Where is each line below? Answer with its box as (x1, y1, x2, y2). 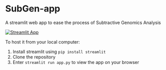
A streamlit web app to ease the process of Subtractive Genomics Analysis (5, 19, 161, 25)
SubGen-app (5, 3, 61, 14)
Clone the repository (12, 53, 56, 60)
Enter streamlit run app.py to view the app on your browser (12, 59, 139, 65)
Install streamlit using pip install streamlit (12, 48, 106, 54)
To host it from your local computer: (5, 38, 80, 45)
